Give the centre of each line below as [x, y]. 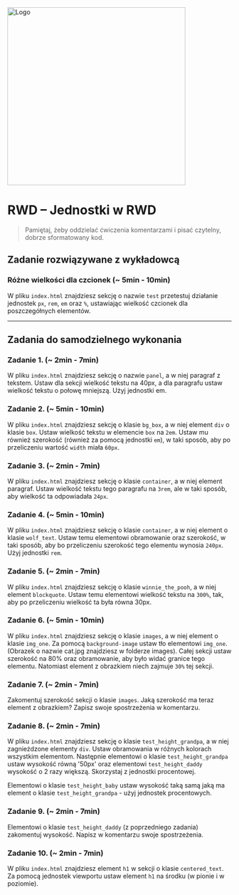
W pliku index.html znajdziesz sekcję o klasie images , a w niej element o [113, 635]
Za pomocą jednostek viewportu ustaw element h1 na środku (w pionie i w [116, 876]
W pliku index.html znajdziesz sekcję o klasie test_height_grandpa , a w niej [118, 741]
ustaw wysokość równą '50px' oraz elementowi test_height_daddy [105, 764]
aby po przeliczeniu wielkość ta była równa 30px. [80, 602]
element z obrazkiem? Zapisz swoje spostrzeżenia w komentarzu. [104, 708]
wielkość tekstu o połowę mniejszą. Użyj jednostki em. [87, 391]
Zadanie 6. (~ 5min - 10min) [56, 620]
